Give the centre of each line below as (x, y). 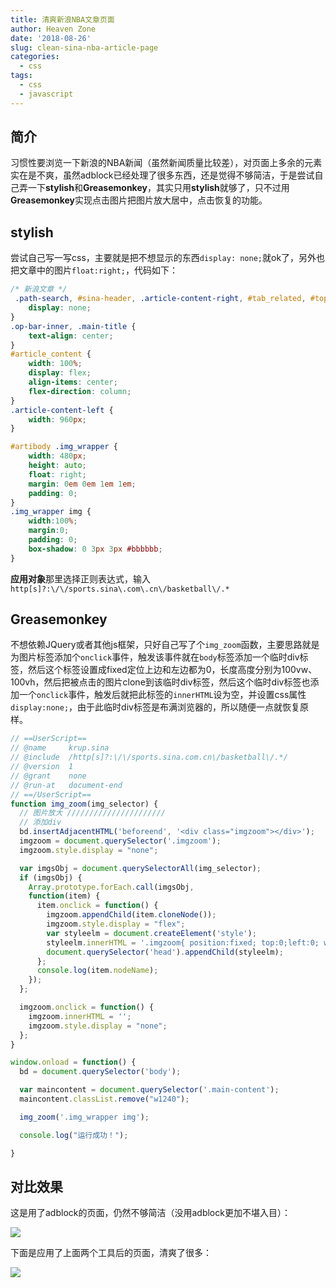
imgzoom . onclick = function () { (87, 1007)
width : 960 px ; (57, 419)
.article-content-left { (62, 410)
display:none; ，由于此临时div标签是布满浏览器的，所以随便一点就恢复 (155, 707)
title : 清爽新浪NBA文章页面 (62, 19)
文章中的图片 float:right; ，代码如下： (98, 270)
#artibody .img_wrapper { (64, 447)
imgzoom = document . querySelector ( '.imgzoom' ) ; (120, 841)
